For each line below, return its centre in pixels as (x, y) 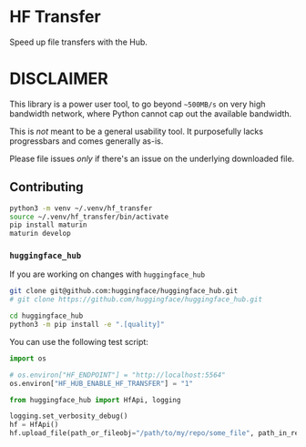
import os (28, 358)
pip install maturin (49, 225)
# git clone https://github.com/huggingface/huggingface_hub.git (136, 300)
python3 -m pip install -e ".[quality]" (87, 325)
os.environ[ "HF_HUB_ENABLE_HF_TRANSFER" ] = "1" (102, 383)
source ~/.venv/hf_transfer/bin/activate (89, 217)
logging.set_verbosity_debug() (69, 416)
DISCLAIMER (59, 79)
